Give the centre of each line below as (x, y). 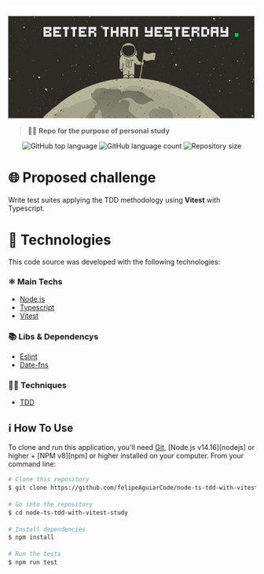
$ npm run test (33, 562)
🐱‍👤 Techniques (37, 386)
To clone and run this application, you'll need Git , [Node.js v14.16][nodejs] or (132, 448)
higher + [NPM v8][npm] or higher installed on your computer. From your (126, 456)
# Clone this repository (49, 480)
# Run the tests (35, 554)
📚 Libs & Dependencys (53, 336)
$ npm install (31, 537)
